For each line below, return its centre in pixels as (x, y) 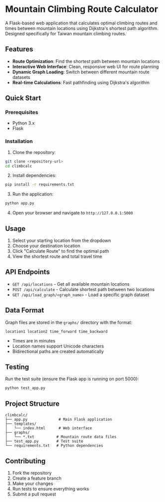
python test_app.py (25, 388)
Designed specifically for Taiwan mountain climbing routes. (66, 33)
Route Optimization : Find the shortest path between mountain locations (86, 61)
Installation (19, 142)
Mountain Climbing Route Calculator (82, 9)
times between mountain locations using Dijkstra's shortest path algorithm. (82, 28)
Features (19, 49)
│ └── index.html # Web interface (49, 428)
